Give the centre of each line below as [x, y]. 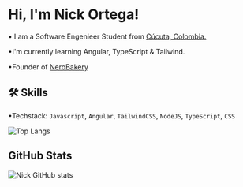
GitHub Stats [40, 156]
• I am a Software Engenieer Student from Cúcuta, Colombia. [107, 36]
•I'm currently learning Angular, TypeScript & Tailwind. [97, 51]
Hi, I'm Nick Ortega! [74, 15]
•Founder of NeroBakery [49, 67]
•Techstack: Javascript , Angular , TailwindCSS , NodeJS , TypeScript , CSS [121, 115]
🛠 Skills [28, 93]
